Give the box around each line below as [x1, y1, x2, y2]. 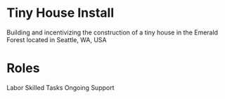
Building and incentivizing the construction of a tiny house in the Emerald [6, 28, 219, 37]
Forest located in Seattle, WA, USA [6, 35, 107, 44]
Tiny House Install [6, 5, 115, 21]
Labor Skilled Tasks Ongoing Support [6, 83, 115, 92]
